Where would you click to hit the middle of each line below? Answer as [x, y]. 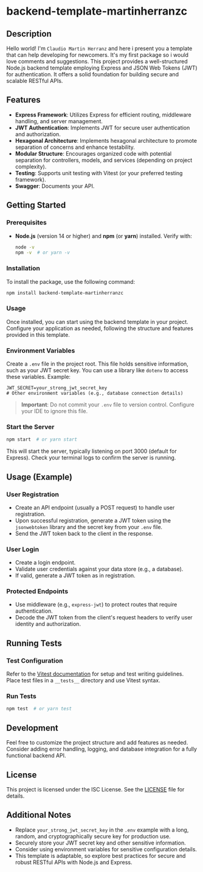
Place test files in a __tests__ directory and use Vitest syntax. [84, 680]
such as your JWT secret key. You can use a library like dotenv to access [97, 370]
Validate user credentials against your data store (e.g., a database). [99, 569]
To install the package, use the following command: [71, 281]
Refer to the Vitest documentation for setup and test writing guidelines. [95, 674]
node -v [25, 247]
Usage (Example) [40, 477]
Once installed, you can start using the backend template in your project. [97, 322]
